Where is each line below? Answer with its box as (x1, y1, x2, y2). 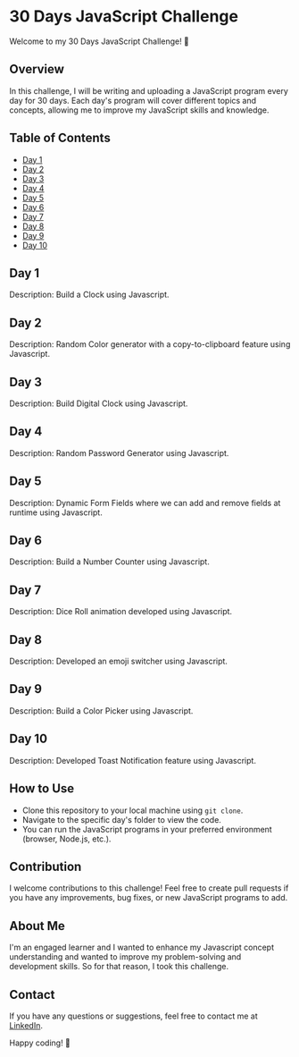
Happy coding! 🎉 (9, 1037, 71, 1048)
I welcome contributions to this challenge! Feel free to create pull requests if (9, 883, 289, 893)
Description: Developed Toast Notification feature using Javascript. (9, 755, 257, 765)
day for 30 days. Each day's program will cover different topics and (9, 95, 257, 106)
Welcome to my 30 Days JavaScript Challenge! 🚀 (9, 36, 190, 47)
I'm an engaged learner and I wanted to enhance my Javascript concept (9, 942, 275, 953)
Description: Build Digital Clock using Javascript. (9, 398, 188, 409)
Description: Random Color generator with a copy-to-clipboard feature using (9, 339, 291, 350)
